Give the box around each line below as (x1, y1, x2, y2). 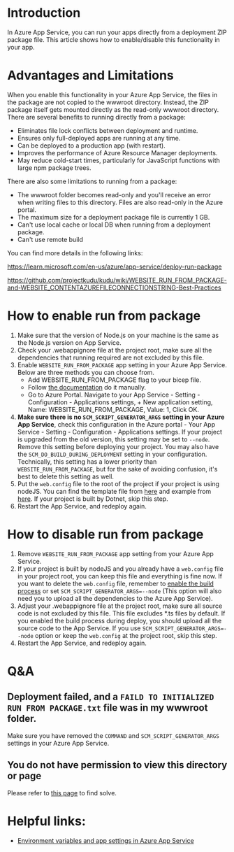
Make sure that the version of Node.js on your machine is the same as (17, 331, 219, 339)
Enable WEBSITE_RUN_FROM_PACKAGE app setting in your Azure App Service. (17, 360, 227, 369)
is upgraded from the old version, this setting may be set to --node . (17, 435, 210, 443)
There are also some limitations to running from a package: (7, 177, 177, 185)
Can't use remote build (17, 235, 84, 243)
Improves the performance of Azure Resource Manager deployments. (17, 148, 218, 157)
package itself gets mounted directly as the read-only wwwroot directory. (7, 105, 219, 113)
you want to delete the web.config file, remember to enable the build (17, 579, 214, 588)
